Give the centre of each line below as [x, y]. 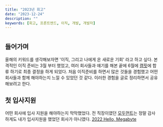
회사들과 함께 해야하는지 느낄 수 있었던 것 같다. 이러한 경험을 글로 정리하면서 [77, 78]
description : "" [21, 18]
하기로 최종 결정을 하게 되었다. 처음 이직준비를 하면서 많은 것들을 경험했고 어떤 [84, 71]
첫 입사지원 [21, 101]
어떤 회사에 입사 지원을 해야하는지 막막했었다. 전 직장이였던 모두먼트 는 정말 [76, 113]
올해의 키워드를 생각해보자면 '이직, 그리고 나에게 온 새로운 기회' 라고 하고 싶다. [79, 59]
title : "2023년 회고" [26, 9]
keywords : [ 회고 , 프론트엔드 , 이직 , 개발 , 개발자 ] [50, 23]
